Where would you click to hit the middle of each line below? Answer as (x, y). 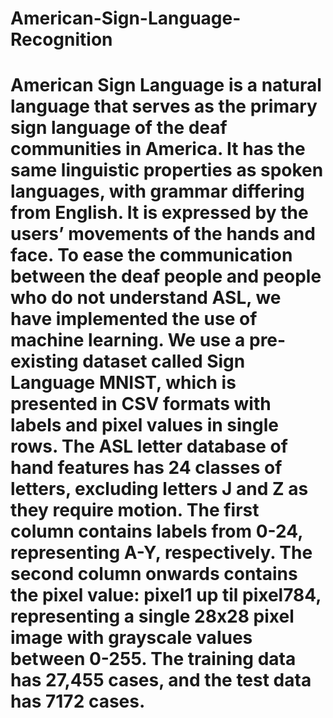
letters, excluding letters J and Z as (159, 489)
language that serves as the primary (164, 106)
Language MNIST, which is (123, 383)
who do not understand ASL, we (146, 298)
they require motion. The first (135, 510)
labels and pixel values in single (144, 425)
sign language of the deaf (119, 128)
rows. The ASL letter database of (149, 446)
